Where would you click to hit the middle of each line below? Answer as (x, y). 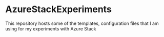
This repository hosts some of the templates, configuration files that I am (82, 23)
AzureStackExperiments (58, 9)
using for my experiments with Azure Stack (51, 28)
